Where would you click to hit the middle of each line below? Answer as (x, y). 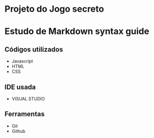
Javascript (22, 61)
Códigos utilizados (34, 49)
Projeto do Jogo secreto (54, 9)
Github (18, 131)
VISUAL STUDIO (28, 99)
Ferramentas (25, 114)
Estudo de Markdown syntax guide (77, 32)
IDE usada (20, 87)
